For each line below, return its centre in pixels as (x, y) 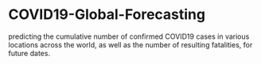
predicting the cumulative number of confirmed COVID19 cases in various (129, 36)
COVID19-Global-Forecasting (107, 15)
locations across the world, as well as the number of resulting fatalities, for (130, 44)
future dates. (29, 53)
